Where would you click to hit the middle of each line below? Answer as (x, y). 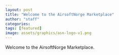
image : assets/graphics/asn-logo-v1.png (49, 33)
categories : (18, 24)
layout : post (19, 10)
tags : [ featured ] (24, 28)
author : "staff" (22, 19)
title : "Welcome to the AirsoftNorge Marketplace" (60, 14)
